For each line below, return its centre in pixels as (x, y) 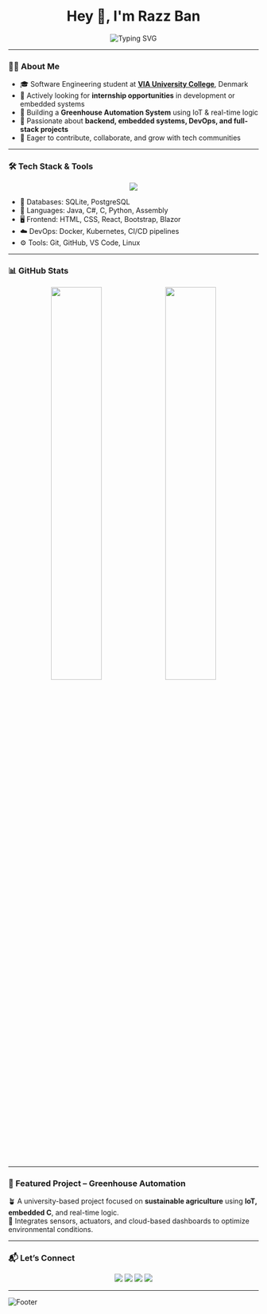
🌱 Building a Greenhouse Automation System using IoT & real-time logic (139, 113)
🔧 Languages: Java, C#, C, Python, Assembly (94, 210)
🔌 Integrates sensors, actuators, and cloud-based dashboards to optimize (129, 1221)
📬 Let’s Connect (42, 1258)
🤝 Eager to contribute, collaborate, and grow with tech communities (130, 138)
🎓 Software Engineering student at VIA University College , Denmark (134, 84)
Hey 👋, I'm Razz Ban (133, 16)
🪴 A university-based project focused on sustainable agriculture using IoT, (133, 1201)
